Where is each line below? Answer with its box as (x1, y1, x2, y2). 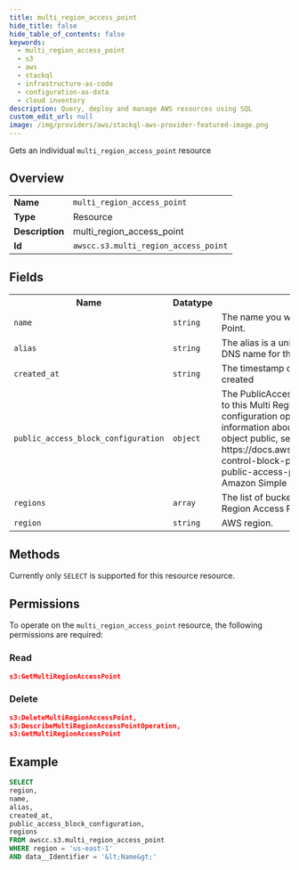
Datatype (173, 296, 214, 308)
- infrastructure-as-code (17, 79, 114, 88)
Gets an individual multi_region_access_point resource (9, 145, 212, 156)
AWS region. (221, 516, 274, 529)
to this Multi (221, 398, 271, 411)
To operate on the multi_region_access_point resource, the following (9, 620, 263, 630)
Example (9, 754, 59, 769)
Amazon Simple (221, 476, 287, 489)
